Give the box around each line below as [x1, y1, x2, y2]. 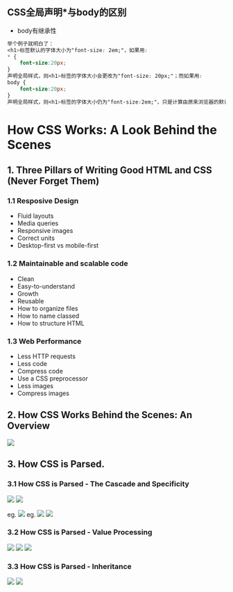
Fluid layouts [17, 211, 54, 221]
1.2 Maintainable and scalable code [7, 259, 128, 269]
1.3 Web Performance [7, 336, 82, 346]
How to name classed [17, 312, 80, 320]
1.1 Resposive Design [7, 196, 79, 206]
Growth [17, 289, 39, 298]
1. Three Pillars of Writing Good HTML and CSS [7, 164, 213, 176]
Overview [7, 420, 51, 432]
